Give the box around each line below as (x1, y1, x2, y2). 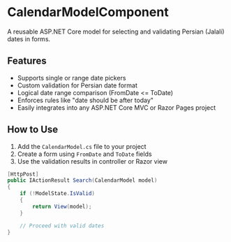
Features (7, 55, 47, 67)
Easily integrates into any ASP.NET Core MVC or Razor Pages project (17, 103, 216, 112)
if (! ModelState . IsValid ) (20, 190, 96, 197)
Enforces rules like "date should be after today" (17, 96, 154, 104)
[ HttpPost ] (7, 171, 39, 178)
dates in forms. (7, 34, 51, 43)
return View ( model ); (32, 203, 92, 210)
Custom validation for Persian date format (17, 81, 138, 90)
